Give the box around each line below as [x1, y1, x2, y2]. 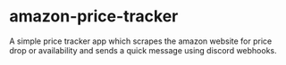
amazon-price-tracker [9, 6, 179, 27]
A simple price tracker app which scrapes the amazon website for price [9, 36, 273, 46]
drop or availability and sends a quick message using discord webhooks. [9, 45, 277, 55]
